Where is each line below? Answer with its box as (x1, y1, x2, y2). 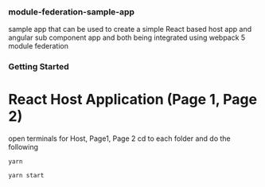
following (8, 142, 38, 152)
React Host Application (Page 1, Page (8, 91, 257, 109)
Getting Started (8, 61, 69, 72)
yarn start (8, 172, 45, 180)
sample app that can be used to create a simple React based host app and (8, 25, 252, 34)
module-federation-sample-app (8, 6, 135, 18)
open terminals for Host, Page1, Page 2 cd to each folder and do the (8, 134, 231, 143)
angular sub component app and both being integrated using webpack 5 (8, 33, 246, 42)
